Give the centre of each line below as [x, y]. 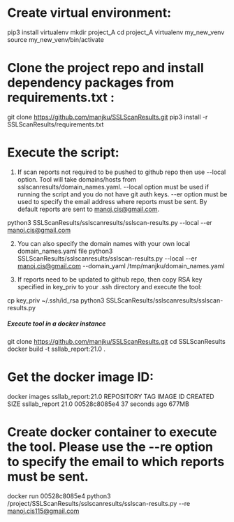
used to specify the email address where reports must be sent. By [112, 201]
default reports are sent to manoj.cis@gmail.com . [88, 209]
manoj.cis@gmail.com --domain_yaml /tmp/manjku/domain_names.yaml [121, 266]
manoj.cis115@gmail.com [43, 511]
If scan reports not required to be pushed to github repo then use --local [122, 172]
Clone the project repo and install [105, 68]
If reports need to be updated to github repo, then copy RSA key [110, 279]
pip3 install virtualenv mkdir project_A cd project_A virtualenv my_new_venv [116, 32]
